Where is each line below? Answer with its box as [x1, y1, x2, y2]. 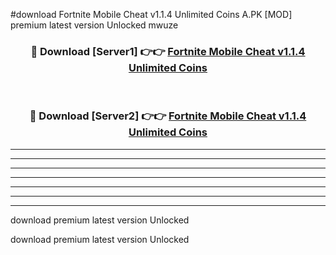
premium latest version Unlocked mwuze [10, 19, 179, 31]
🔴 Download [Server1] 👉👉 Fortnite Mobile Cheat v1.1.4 [30, 44, 306, 58]
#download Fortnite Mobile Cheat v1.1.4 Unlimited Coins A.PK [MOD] [10, 9, 293, 20]
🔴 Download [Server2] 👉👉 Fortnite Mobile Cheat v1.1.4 [29, 109, 307, 123]
